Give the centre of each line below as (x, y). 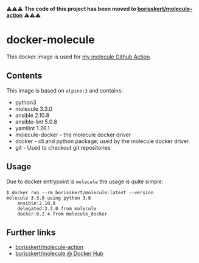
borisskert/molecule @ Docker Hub (59, 254)
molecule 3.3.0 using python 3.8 (49, 198)
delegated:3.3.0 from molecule (57, 209)
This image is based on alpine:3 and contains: (65, 90)
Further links (31, 232)
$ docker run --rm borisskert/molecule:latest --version (80, 192)
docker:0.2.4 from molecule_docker (62, 214)
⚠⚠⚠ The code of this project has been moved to (72, 9)
